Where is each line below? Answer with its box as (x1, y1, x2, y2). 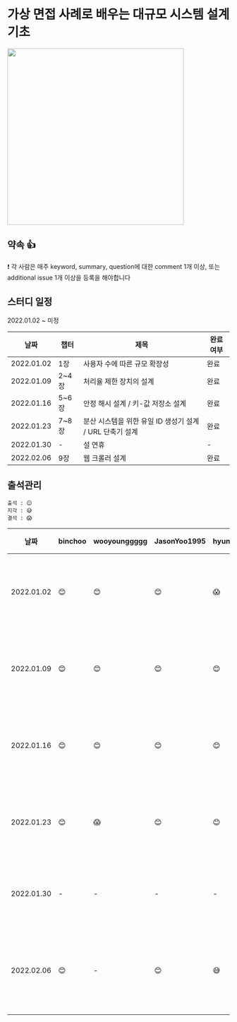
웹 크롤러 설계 (83, 453, 127, 463)
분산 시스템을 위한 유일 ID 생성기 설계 (83, 416, 200, 426)
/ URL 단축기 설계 (83, 426, 138, 436)
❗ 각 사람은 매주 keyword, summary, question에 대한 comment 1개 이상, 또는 (7, 262, 221, 270)
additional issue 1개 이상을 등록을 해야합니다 (7, 273, 130, 282)
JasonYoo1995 (154, 536, 207, 546)
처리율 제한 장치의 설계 (83, 376, 154, 386)
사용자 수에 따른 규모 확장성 (83, 359, 169, 368)
